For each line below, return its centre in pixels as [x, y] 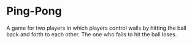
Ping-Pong [34, 11]
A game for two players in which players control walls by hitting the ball [96, 28]
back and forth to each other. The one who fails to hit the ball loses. [92, 34]
